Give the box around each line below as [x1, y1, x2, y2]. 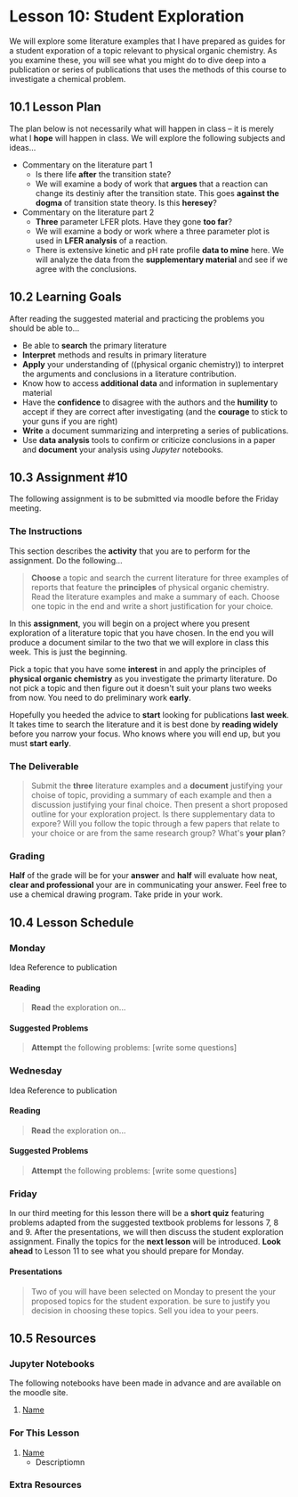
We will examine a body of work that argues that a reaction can [35, 178, 269, 189]
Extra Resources [9, 1478, 82, 1491]
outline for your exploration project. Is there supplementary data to [30, 809, 276, 819]
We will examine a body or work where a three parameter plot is [35, 226, 270, 236]
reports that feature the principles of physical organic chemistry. [30, 581, 270, 592]
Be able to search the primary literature [21, 340, 167, 350]
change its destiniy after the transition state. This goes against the [35, 187, 280, 198]
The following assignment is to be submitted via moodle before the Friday [9, 493, 278, 505]
